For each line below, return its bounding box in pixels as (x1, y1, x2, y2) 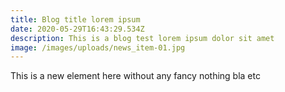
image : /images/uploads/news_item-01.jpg (10, 42, 186, 53)
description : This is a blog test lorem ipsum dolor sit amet (10, 33, 275, 43)
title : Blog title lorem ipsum (10, 14, 141, 25)
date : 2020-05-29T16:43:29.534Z (10, 24, 145, 34)
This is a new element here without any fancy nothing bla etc (10, 70, 261, 82)
